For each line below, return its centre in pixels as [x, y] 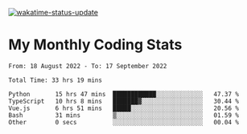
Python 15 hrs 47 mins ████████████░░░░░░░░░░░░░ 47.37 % [124, 94]
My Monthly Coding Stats [95, 45]
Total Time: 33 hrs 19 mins [56, 80]
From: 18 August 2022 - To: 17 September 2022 [88, 66]
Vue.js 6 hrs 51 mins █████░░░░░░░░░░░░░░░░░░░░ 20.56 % [124, 108]
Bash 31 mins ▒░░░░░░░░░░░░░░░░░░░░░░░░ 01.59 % [124, 115]
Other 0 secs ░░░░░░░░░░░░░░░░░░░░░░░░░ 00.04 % [124, 122]
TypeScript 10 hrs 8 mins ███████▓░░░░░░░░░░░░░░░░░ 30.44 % [124, 101]
